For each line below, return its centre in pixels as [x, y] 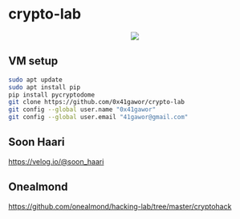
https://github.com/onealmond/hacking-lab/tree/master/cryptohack [120, 206]
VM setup [33, 61]
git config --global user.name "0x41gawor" [82, 109]
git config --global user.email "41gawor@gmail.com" [98, 118]
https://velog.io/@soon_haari [56, 161]
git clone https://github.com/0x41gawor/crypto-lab [96, 102]
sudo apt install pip [45, 87]
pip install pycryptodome [51, 95]
